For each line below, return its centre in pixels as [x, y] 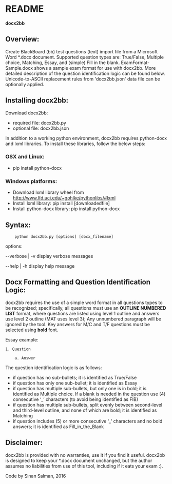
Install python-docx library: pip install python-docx [66, 209]
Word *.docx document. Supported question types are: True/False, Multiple [85, 57]
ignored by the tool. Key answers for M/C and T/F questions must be [78, 324]
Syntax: [18, 225]
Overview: [22, 39]
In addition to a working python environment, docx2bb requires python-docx [86, 138]
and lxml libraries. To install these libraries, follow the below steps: [75, 144]
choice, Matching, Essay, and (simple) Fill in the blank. [63, 63]
